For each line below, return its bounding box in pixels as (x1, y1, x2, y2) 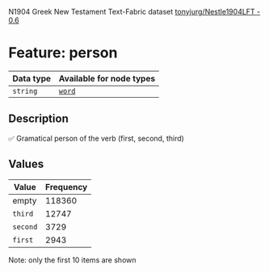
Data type (12, 73, 51, 84)
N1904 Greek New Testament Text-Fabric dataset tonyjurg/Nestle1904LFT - (8, 7, 261, 16)
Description (8, 112, 69, 126)
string (12, 86, 38, 95)
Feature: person (8, 44, 118, 62)
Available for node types (58, 73, 156, 84)
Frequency (45, 181, 88, 192)
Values (8, 157, 44, 171)
